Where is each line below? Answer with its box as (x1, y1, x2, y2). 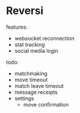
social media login (14, 47, 58, 54)
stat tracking (14, 41, 45, 48)
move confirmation (23, 101, 69, 108)
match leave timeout (14, 82, 64, 89)
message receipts (14, 88, 58, 95)
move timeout (14, 76, 48, 83)
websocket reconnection (14, 35, 75, 42)
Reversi (6, 4, 44, 18)
